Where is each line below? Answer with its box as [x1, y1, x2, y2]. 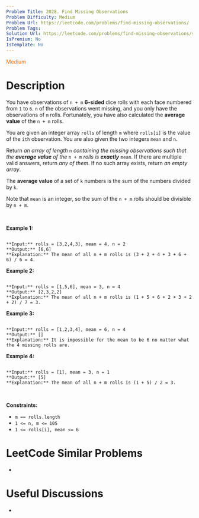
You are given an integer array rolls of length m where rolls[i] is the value [6, 129, 191, 136]
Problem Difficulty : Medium [6, 14, 76, 20]
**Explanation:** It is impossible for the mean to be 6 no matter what [6, 337, 190, 343]
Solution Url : [6, 31, 41, 37]
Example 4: [6, 352, 34, 359]
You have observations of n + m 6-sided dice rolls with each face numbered [6, 99, 192, 106]
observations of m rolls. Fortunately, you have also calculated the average [6, 111, 185, 118]
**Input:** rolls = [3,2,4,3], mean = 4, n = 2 [6, 241, 126, 247]
